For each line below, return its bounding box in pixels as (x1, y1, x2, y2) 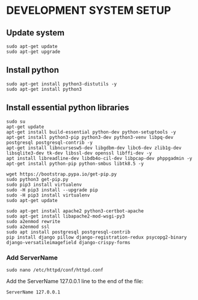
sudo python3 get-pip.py (6, 176, 69, 182)
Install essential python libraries (6, 103, 129, 113)
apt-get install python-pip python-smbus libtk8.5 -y (6, 161, 144, 167)
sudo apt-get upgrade (6, 49, 61, 55)
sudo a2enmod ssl (6, 224, 50, 230)
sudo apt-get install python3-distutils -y (6, 81, 117, 87)
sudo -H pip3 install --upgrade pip (6, 187, 98, 193)
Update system (6, 28, 65, 38)
